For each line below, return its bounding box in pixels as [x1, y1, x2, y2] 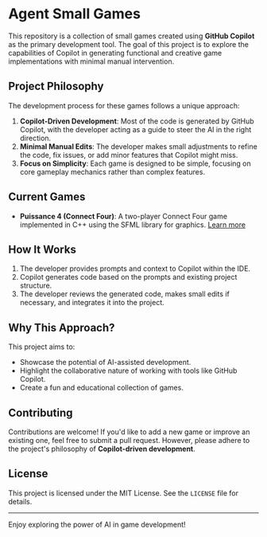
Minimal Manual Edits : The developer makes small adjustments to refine [19, 141, 258, 151]
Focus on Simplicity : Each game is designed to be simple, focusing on [19, 159, 252, 168]
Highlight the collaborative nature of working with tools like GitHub [19, 366, 238, 375]
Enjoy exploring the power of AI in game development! [8, 519, 186, 529]
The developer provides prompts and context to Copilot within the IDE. [19, 264, 251, 273]
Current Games [8, 190, 86, 204]
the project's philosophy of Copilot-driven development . [8, 444, 196, 453]
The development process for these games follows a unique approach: [8, 100, 240, 110]
